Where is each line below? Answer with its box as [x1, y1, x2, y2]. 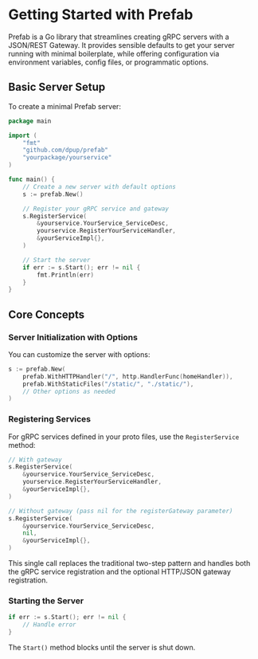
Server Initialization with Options [8, 331, 138, 343]
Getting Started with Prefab [8, 6, 193, 24]
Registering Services [8, 414, 92, 425]
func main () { [8, 175, 56, 183]
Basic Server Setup [8, 80, 106, 94]
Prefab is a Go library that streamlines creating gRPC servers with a [8, 32, 229, 41]
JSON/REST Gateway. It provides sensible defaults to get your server [8, 40, 235, 49]
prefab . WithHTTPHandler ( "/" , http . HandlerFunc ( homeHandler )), [22, 372, 233, 380]
